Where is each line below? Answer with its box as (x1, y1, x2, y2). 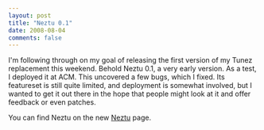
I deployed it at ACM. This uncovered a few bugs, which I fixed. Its (8, 72, 225, 82)
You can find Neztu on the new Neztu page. (8, 113, 152, 123)
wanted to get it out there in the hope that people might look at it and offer (8, 89, 251, 99)
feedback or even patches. (8, 97, 97, 107)
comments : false (8, 33, 62, 42)
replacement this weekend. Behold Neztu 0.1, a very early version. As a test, (8, 64, 257, 74)
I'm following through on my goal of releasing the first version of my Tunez (8, 55, 253, 65)
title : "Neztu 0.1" (8, 19, 73, 27)
